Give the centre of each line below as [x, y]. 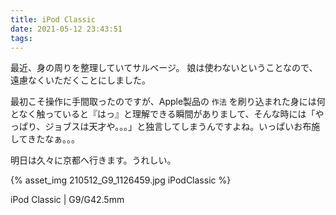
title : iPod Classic [53, 19]
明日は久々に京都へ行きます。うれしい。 [93, 160]
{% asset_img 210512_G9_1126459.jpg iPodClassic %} [121, 180]
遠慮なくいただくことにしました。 [80, 80]
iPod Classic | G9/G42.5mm [67, 200]
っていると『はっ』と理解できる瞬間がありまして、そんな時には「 [180, 114]
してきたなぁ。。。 [45, 139]
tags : [21, 38]
